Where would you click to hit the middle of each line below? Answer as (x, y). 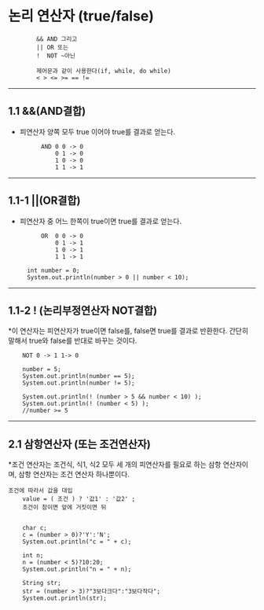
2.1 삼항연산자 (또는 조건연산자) (79, 444)
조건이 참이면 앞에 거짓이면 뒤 (64, 508)
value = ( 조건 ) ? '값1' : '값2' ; (79, 499)
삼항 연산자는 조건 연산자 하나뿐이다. (74, 474)
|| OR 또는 (53, 47)
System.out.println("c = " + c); (77, 542)
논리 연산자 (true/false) (81, 16)
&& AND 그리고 (57, 39)
